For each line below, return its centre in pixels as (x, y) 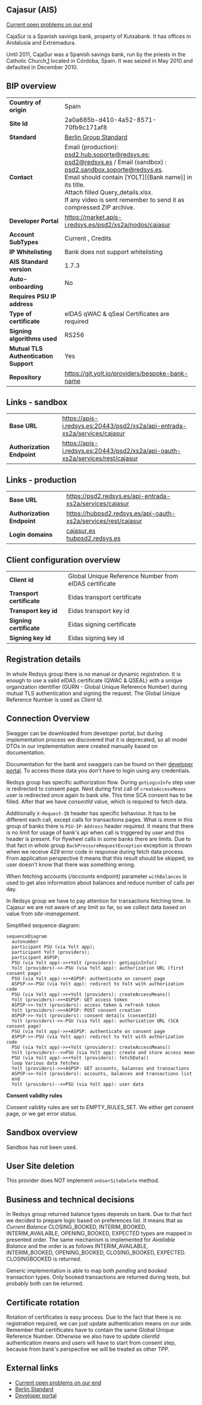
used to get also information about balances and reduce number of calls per (100, 882)
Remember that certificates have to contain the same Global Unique (90, 1330)
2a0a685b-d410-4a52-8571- (111, 120)
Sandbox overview (42, 1132)
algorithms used (33, 339)
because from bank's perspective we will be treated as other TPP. (88, 1349)
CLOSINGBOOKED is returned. (44, 1259)
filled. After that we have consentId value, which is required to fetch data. (97, 801)
